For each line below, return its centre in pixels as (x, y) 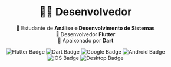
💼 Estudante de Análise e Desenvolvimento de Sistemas (85, 28)
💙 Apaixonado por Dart (85, 40)
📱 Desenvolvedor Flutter (85, 34)
